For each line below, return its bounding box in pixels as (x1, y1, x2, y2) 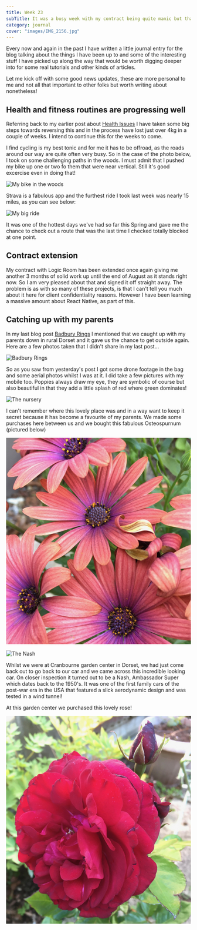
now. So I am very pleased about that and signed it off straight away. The (6, 278, 183, 285)
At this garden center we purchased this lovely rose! (6, 704, 132, 711)
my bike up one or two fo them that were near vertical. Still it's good (6, 163, 170, 170)
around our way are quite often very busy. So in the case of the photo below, (6, 151, 191, 158)
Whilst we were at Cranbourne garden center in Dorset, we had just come (6, 661, 184, 668)
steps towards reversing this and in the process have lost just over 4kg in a (6, 127, 187, 134)
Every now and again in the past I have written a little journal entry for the (6, 45, 183, 52)
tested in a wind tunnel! (6, 692, 63, 700)
